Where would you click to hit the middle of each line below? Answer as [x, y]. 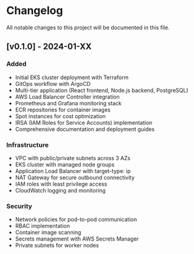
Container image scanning [48, 233]
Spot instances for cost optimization [61, 116]
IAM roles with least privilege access [61, 184]
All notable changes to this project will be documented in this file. [88, 27]
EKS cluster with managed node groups [65, 164]
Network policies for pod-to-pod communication [76, 219]
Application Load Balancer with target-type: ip [73, 171]
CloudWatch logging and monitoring [60, 190]
